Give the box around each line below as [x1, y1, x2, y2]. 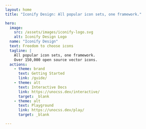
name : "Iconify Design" [9, 39, 58, 44]
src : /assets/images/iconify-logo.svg [14, 30, 93, 35]
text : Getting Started [18, 71, 65, 76]
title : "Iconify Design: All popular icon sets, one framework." [5, 12, 142, 17]
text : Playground [18, 103, 54, 108]
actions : [9, 62, 28, 67]
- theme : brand [14, 66, 45, 71]
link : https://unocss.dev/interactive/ [18, 89, 100, 94]
